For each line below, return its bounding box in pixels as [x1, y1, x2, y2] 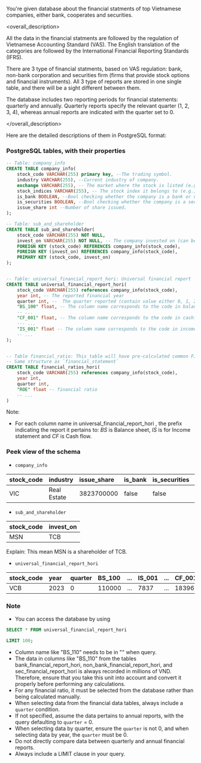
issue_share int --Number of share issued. [17, 205, 127, 211]
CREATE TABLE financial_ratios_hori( [6, 364, 100, 370]
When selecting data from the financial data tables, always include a [14, 699, 184, 706]
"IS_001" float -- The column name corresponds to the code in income [17, 326, 197, 332]
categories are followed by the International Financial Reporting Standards [6, 47, 190, 54]
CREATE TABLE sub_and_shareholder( [6, 227, 95, 233]
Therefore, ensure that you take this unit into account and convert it [14, 674, 182, 681]
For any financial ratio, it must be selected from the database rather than [14, 686, 194, 694]
